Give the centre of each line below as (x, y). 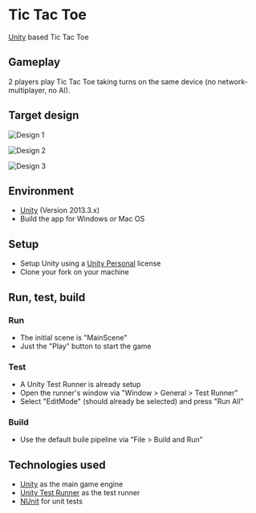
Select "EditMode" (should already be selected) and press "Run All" (132, 401)
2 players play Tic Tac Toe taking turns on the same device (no (112, 81)
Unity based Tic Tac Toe (49, 37)
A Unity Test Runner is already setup (80, 385)
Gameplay (35, 62)
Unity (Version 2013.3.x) (60, 210)
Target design (44, 115)
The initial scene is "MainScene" (73, 337)
